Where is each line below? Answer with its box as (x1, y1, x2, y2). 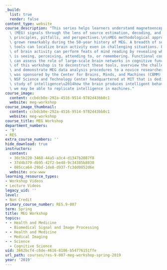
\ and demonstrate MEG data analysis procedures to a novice (9, 68, 139, 73)
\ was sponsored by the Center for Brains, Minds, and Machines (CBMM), (9, 72, 164, 77)
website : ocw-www (9, 169, 46, 174)
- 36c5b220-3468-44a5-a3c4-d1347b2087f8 (9, 155, 94, 160)
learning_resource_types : (5, 174, 59, 179)
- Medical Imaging (9, 234, 48, 239)
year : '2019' (5, 258, 32, 263)
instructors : (5, 146, 32, 151)
